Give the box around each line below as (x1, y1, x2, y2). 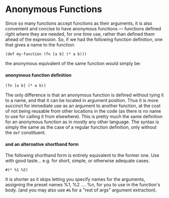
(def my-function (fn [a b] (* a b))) (5, 52, 87, 57)
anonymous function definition (5, 72, 72, 78)
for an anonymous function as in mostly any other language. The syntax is (5, 119, 159, 125)
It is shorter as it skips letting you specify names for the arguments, (5, 176, 145, 182)
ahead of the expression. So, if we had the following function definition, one (5, 36, 163, 42)
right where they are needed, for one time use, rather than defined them (5, 31, 155, 37)
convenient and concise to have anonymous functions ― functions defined (5, 25, 161, 31)
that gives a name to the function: (5, 41, 75, 47)
